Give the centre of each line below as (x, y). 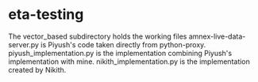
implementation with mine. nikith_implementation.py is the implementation (129, 61)
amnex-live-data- (217, 36)
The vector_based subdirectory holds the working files (98, 36)
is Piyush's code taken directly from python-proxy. (123, 44)
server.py (24, 44)
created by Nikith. (37, 69)
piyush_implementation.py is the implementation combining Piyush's (120, 53)
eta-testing (46, 15)
